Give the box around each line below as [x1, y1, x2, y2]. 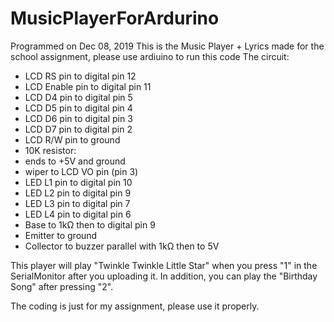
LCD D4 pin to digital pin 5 [24, 91, 133, 103]
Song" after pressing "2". [10, 280, 114, 292]
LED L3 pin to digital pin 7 [24, 197, 131, 209]
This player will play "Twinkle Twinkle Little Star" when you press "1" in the [10, 259, 318, 271]
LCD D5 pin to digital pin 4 [24, 102, 133, 114]
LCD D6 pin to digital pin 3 [24, 112, 133, 124]
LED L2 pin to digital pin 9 [24, 187, 132, 199]
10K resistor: [24, 144, 77, 156]
